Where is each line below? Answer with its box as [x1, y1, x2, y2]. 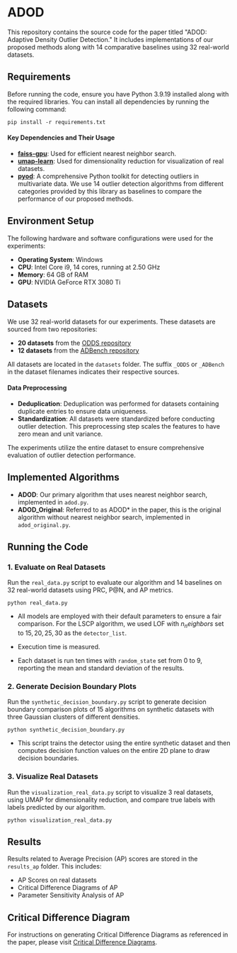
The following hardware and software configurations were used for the [7, 233, 214, 242]
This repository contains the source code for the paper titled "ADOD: [7, 28, 207, 36]
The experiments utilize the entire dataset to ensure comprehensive [7, 443, 204, 451]
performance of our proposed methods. [17, 194, 134, 203]
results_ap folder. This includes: [7, 862, 102, 871]
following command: [7, 104, 67, 114]
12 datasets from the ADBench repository [17, 346, 139, 355]
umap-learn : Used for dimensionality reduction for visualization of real [17, 157, 224, 165]
